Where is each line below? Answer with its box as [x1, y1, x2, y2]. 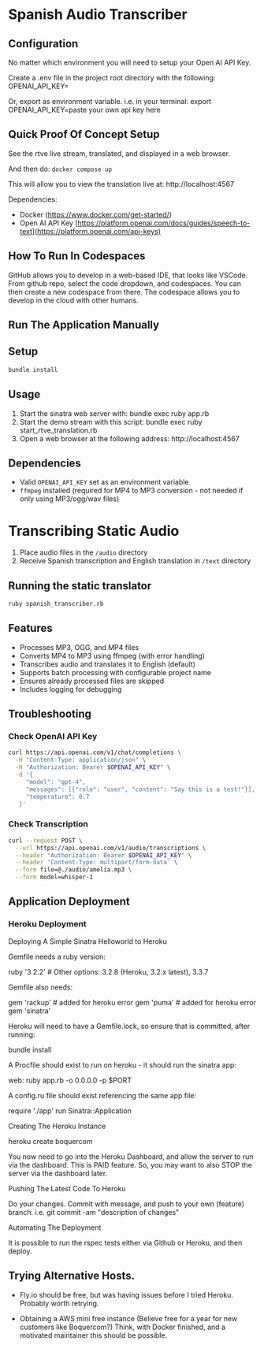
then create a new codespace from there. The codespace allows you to [8, 287, 240, 296]
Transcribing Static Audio [8, 522, 180, 540]
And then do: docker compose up [8, 164, 113, 173]
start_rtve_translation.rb [19, 425, 98, 435]
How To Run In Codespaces [8, 250, 146, 263]
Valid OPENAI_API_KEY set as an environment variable [19, 477, 189, 487]
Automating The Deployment [8, 1223, 102, 1232]
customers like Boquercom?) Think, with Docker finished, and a [19, 1322, 226, 1331]
